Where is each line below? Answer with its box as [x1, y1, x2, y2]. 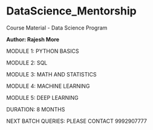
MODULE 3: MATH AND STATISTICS [6, 70, 97, 78]
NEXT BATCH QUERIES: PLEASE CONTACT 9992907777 [6, 117, 147, 125]
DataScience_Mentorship [6, 4, 137, 18]
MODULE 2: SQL [6, 59, 48, 66]
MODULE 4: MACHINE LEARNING [6, 82, 90, 90]
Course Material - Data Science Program [6, 24, 108, 31]
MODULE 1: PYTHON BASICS [6, 47, 79, 55]
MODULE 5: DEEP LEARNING [6, 94, 79, 101]
